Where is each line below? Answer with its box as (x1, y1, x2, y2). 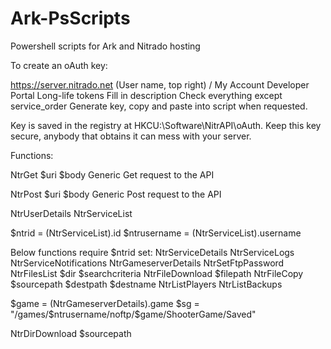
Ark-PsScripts (10, 7, 131, 30)
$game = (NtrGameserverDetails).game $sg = (10, 297, 200, 309)
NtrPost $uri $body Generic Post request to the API (10, 188, 222, 200)
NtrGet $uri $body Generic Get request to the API (10, 168, 215, 181)
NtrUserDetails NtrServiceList (10, 207, 133, 219)
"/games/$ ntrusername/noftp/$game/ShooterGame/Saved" (10, 308, 257, 320)
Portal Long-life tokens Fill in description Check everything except (10, 89, 283, 101)
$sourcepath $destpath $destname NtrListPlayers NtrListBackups (10, 278, 283, 290)
